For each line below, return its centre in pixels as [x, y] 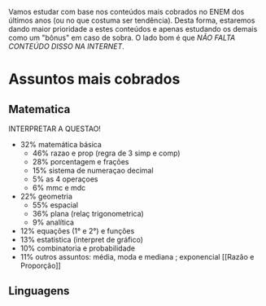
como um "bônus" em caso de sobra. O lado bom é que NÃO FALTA [122, 37]
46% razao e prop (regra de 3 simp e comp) [106, 153]
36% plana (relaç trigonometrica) [88, 214]
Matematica [39, 109]
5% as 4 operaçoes [65, 179]
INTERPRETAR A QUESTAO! [55, 129]
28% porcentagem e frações [81, 162]
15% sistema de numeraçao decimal [93, 170]
